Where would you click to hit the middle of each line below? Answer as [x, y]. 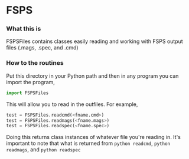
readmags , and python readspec [43, 150]
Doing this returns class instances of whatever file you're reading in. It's [94, 137]
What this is [24, 29]
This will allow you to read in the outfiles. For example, [72, 104]
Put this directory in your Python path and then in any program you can [92, 76]
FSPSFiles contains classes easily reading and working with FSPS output [94, 41]
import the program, [30, 82]
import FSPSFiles [27, 93]
